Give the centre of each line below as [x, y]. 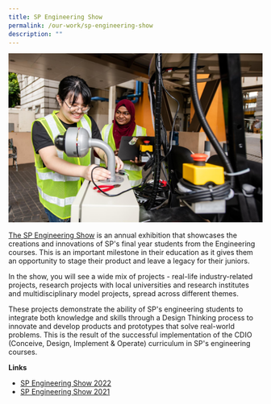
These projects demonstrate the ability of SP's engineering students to [126, 309]
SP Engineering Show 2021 [65, 392]
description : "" [35, 34]
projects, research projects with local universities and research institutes [129, 285]
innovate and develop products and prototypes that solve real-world [122, 327]
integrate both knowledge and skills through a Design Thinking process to [131, 318]
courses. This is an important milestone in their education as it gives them [131, 253]
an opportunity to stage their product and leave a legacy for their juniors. [129, 261]
